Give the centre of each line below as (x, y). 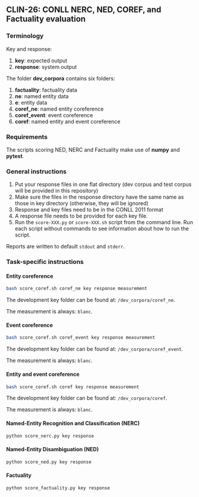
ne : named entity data (42, 96)
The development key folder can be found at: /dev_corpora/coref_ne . (91, 300)
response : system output (46, 67)
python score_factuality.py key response (58, 488)
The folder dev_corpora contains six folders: (61, 78)
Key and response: (29, 49)
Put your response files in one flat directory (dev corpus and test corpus (103, 184)
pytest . (15, 156)
